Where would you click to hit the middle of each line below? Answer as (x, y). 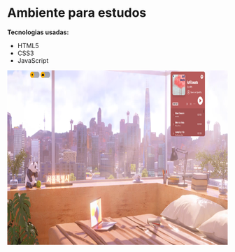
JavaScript (33, 60)
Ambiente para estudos (77, 13)
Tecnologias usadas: (38, 32)
